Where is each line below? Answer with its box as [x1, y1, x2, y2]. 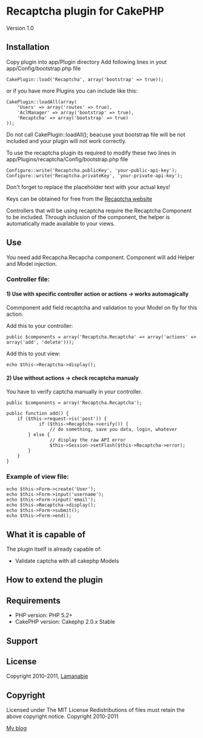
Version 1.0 [6, 24, 34, 32]
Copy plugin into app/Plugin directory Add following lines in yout [6, 58, 167, 65]
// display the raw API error [49, 437, 126, 443]
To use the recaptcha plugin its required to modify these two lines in [6, 149, 176, 156]
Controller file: [6, 275, 50, 284]
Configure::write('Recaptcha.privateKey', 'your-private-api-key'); [6, 172, 183, 179]
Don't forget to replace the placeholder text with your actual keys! [6, 183, 171, 190]
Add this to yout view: [6, 350, 61, 357]
